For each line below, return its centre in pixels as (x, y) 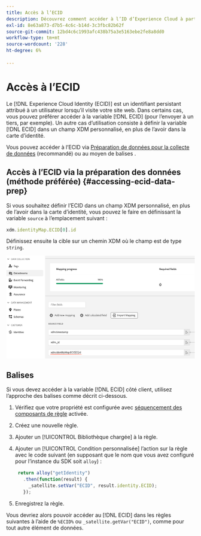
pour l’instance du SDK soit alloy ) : (58, 461)
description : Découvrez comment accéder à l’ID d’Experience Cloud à (95, 19)
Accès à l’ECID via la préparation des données (94, 173)
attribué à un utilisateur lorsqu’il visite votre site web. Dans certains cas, (95, 110)
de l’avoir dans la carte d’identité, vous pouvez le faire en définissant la (94, 212)
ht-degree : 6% (24, 51)
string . (15, 248)
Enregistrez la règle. (39, 503)
